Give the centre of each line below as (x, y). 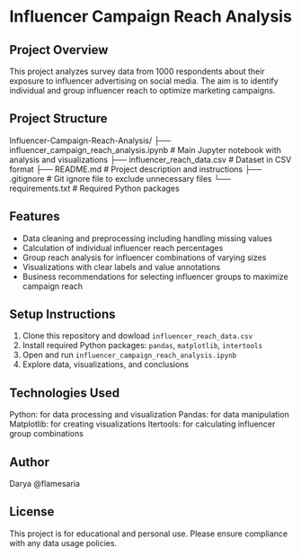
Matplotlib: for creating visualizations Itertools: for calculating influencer (142, 424)
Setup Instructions (62, 314)
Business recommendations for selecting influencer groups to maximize (155, 276)
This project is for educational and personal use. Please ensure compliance (149, 534)
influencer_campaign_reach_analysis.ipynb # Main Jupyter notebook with (145, 149)
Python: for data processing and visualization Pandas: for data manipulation (149, 415)
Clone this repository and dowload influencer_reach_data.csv (137, 336)
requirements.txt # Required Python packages (94, 188)
